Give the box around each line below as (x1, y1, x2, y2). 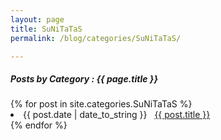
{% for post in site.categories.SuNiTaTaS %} (10, 98, 193, 110)
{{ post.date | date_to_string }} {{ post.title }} (23, 109, 211, 121)
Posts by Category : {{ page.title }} (10, 72, 158, 85)
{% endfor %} (10, 119, 68, 131)
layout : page (10, 14, 65, 25)
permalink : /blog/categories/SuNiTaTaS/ (10, 33, 182, 43)
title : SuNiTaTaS (10, 24, 83, 34)
